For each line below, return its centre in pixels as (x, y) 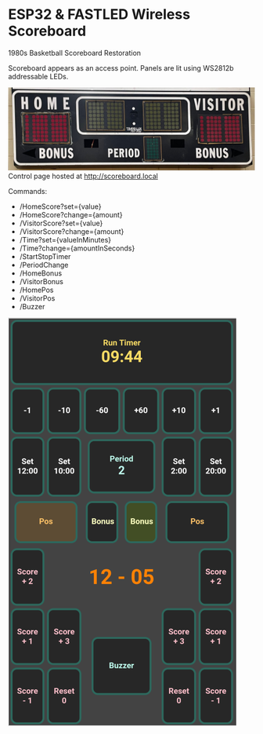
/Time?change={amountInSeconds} (77, 248)
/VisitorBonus (41, 281)
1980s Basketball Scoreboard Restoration (75, 53)
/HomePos (36, 290)
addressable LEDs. (38, 76)
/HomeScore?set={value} (60, 206)
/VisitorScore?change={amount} (72, 231)
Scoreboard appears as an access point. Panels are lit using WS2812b (121, 68)
